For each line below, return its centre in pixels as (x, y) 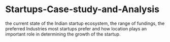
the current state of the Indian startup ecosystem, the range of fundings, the (85, 23)
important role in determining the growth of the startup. (63, 34)
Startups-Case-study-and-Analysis (82, 9)
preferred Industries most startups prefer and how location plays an (76, 28)
